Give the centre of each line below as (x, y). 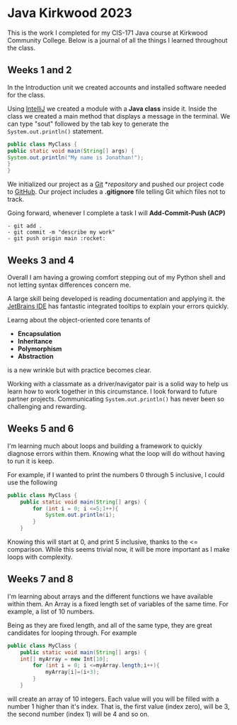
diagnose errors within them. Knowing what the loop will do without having (116, 453)
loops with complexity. (40, 557)
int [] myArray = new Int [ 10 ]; (65, 659)
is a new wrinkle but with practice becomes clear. (80, 370)
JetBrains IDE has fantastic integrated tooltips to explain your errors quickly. (118, 306)
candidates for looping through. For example (72, 633)
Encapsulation (39, 333)
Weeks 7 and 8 (41, 579)
